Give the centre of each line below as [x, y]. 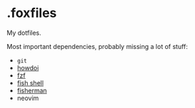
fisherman [32, 90]
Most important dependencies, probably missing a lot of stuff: [97, 46]
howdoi [28, 67]
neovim [28, 98]
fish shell [30, 82]
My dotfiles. [24, 33]
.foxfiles [32, 13]
